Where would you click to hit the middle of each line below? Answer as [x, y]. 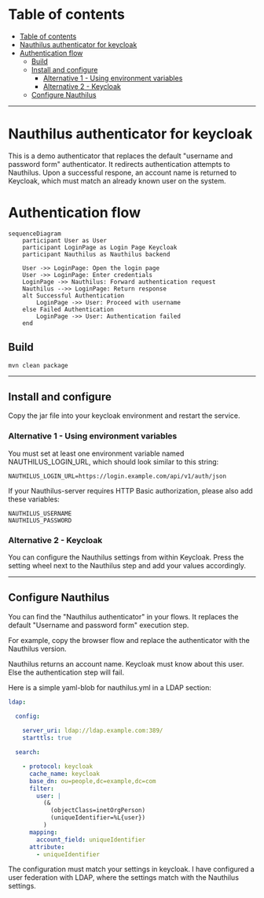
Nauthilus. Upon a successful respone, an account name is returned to [123, 172]
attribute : [47, 847]
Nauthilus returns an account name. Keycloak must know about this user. [126, 663]
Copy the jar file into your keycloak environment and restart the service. [124, 416]
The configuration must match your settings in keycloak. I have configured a [132, 869]
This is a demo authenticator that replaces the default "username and [121, 156]
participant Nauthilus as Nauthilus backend [96, 254]
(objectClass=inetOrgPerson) [98, 811]
